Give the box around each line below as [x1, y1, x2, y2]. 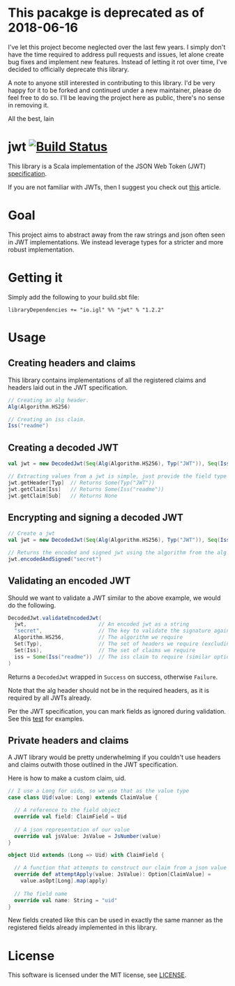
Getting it [8, 270, 63, 286]
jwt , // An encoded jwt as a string [14, 621, 190, 628]
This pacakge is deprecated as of [8, 5, 204, 21]
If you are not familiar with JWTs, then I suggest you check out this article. [8, 183, 222, 191]
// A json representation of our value [14, 826, 130, 833]
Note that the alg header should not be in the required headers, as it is [8, 686, 210, 694]
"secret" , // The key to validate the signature [14, 627, 211, 635]
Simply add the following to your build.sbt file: [8, 293, 140, 301]
